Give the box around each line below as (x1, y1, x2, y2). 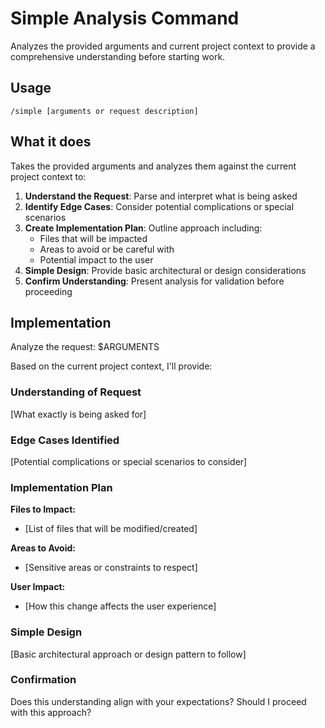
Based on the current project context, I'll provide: (10, 360, 213, 372)
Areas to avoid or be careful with (39, 243, 175, 255)
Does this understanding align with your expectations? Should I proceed (10, 695, 307, 707)
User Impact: (10, 581, 66, 593)
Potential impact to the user (39, 253, 154, 266)
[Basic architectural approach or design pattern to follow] (10, 648, 247, 660)
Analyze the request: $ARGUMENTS (10, 341, 160, 353)
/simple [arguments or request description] (10, 106, 199, 116)
